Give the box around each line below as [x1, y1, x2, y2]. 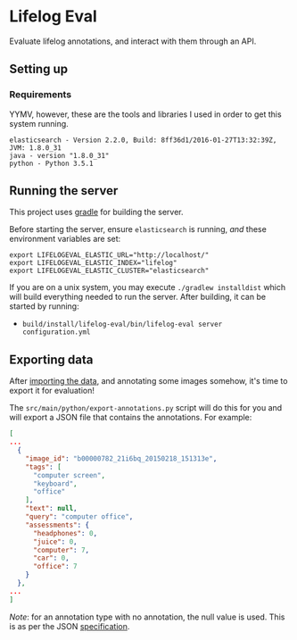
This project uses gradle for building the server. [9, 207, 184, 218]
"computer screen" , [32, 470, 105, 479]
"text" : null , [25, 504, 78, 513]
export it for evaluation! [9, 386, 95, 396]
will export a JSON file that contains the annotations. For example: [9, 412, 252, 423]
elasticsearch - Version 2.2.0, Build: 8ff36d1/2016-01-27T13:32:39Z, [9, 136, 277, 145]
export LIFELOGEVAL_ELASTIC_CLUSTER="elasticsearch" [9, 266, 210, 276]
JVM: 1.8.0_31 [9, 143, 62, 153]
